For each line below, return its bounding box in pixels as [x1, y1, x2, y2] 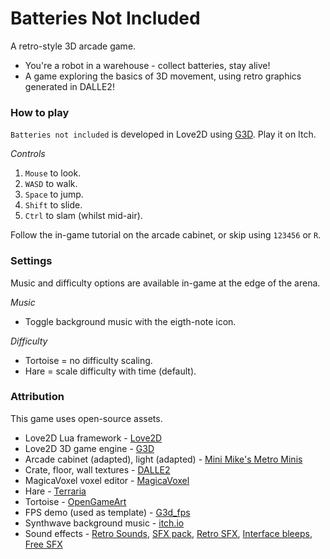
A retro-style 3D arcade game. [10, 40, 137, 52]
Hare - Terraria [24, 485, 87, 497]
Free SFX [24, 538, 63, 550]
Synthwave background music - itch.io [24, 517, 185, 529]
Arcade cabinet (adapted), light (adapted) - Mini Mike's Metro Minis [24, 453, 303, 465]
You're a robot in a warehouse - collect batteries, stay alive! [24, 59, 271, 71]
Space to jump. [24, 188, 84, 201]
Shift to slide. [24, 199, 83, 211]
